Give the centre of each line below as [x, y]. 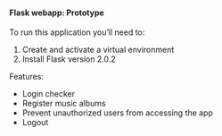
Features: [27, 77]
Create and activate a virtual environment [98, 50]
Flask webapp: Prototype [57, 13]
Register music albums [64, 104]
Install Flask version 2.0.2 [69, 59]
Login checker [49, 94]
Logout [35, 123]
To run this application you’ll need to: [77, 32]
